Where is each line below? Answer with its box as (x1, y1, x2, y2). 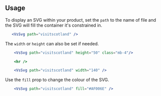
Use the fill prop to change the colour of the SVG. (5, 77, 109, 83)
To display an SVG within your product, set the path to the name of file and (5, 17, 156, 23)
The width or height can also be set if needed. (5, 40, 99, 46)
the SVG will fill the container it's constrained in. (5, 22, 102, 28)
